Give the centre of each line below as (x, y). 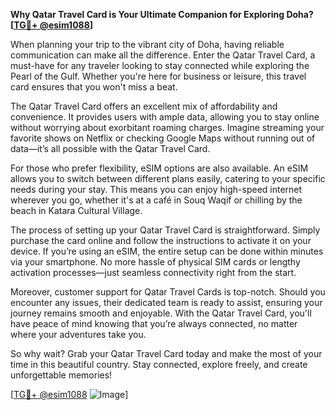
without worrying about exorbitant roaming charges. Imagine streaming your (167, 127)
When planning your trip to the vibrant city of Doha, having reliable (147, 44)
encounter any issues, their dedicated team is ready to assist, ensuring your (166, 302)
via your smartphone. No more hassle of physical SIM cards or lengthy (155, 262)
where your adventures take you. (78, 334)
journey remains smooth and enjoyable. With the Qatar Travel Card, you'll (161, 313)
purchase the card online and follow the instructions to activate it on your (161, 240)
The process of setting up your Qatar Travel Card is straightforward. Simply (165, 230)
